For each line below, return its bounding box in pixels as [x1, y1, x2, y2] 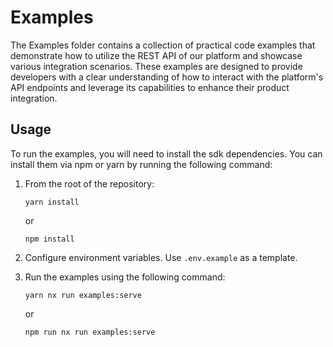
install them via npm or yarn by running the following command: [10, 158, 273, 170]
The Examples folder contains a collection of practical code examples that [10, 39, 316, 51]
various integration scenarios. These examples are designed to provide [10, 60, 303, 72]
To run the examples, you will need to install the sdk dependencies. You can [10, 147, 323, 160]
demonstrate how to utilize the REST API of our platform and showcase [10, 49, 303, 61]
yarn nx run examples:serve [24, 290, 142, 300]
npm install [24, 234, 75, 244]
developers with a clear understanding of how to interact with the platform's [10, 71, 324, 83]
